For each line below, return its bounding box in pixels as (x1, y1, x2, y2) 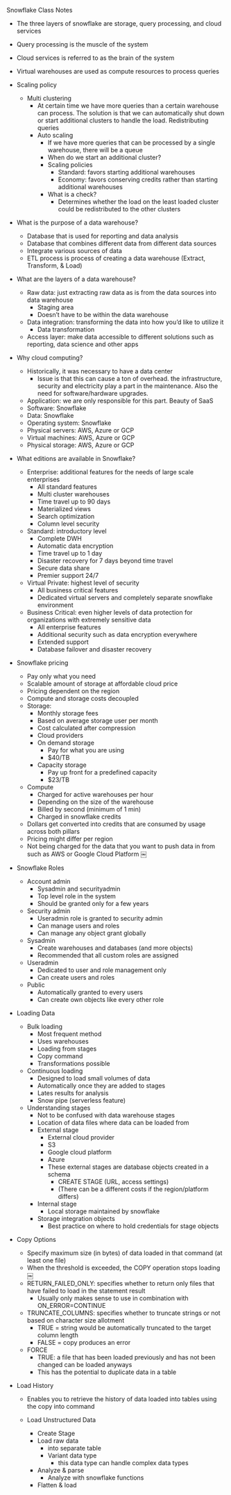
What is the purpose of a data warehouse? (16, 218, 139, 227)
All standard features (37, 483, 98, 491)
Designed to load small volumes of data (37, 1074, 151, 1082)
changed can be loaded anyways (37, 1361, 132, 1368)
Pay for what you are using (47, 746, 125, 754)
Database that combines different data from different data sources (26, 239, 217, 248)
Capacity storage (37, 761, 87, 769)
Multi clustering (26, 94, 72, 102)
